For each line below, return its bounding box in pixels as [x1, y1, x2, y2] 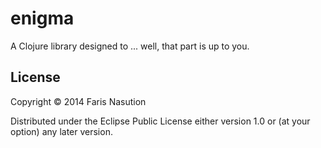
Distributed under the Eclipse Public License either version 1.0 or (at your [10, 115, 311, 127]
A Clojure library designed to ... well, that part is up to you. [10, 40, 250, 52]
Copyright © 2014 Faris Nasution [10, 95, 147, 107]
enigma [10, 7, 75, 30]
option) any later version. [10, 125, 113, 137]
